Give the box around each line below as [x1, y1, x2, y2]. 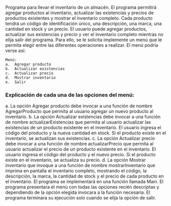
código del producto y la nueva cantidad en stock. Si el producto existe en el [5, 130, 166, 136]
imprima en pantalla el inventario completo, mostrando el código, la [5, 168, 147, 174]
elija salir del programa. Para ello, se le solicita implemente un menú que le [5, 37, 162, 43]
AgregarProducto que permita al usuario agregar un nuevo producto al [5, 108, 154, 114]
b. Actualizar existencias [5, 66, 65, 71]
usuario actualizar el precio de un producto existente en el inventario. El [5, 146, 156, 152]
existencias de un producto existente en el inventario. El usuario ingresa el [5, 125, 162, 131]
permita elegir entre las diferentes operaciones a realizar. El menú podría [5, 42, 158, 48]
